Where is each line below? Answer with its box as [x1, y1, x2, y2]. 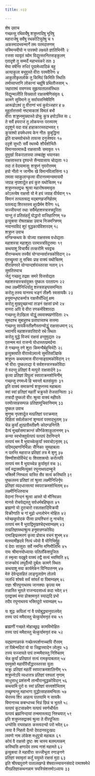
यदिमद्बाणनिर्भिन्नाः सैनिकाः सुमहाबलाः [5, 444, 60, 450]
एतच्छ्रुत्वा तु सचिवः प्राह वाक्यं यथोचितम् [5, 256, 63, 262]
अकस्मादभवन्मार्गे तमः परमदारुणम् [5, 41, 55, 47]
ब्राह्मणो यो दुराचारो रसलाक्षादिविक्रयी [5, 504, 59, 510]
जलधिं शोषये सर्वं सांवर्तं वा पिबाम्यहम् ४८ [5, 576, 65, 582]
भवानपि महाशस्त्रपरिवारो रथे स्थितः [5, 328, 57, 334]
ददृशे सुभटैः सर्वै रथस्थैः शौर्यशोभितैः [5, 141, 57, 147]
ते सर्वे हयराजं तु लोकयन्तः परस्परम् [5, 119, 57, 125]
